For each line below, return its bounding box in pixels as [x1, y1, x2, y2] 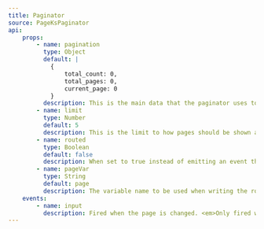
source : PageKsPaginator [8, 19, 90, 27]
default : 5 [42, 121, 79, 129]
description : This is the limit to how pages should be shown [42, 128, 251, 136]
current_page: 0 [64, 84, 118, 93]
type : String [42, 172, 86, 181]
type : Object [42, 48, 86, 56]
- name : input [36, 201, 82, 209]
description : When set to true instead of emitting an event [42, 158, 247, 166]
